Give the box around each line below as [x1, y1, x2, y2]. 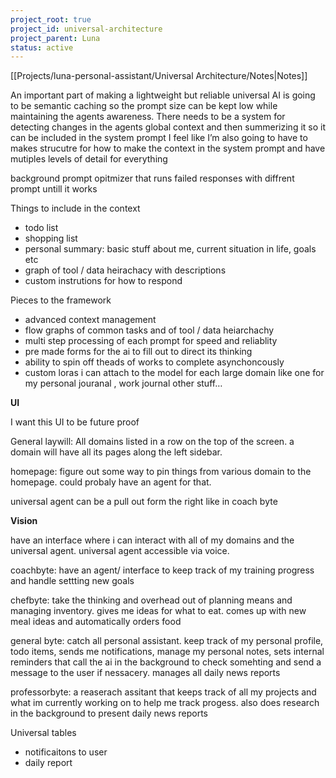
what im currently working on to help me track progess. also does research [10, 697, 320, 709]
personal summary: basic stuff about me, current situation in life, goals [24, 243, 317, 255]
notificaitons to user [24, 746, 108, 758]
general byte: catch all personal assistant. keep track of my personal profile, [10, 635, 324, 647]
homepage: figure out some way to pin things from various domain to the [10, 466, 312, 478]
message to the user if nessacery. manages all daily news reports [10, 667, 281, 679]
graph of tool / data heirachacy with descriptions [24, 264, 227, 276]
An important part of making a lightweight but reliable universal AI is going [10, 89, 316, 101]
